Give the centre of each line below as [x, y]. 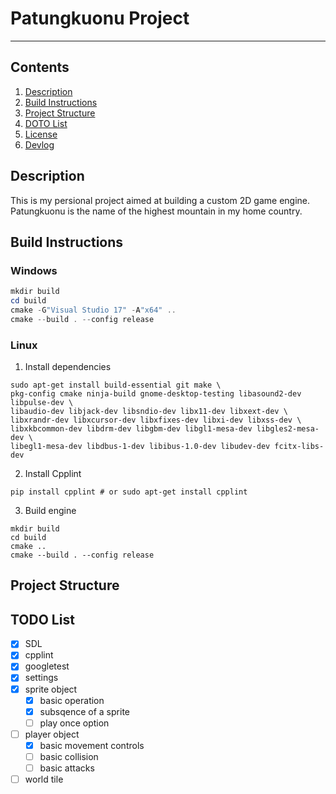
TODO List [42, 619]
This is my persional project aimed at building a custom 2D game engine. [160, 200]
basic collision [69, 756]
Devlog [39, 144]
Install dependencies [68, 367]
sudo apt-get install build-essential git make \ [116, 385]
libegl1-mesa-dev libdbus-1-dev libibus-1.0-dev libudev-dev [140, 447]
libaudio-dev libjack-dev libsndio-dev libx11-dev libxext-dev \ [149, 412]
